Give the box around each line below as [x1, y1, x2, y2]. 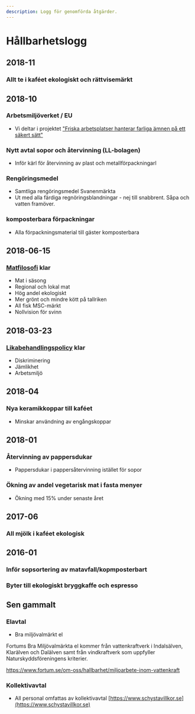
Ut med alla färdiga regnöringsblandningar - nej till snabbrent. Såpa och [14, 194, 190, 201]
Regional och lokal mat [14, 283, 70, 290]
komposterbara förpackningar [6, 215, 95, 223]
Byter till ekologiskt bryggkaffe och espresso [6, 581, 138, 590]
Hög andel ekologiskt [14, 290, 67, 297]
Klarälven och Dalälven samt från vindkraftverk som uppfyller [6, 648, 155, 655]
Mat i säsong [14, 277, 47, 284]
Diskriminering [14, 357, 50, 364]
